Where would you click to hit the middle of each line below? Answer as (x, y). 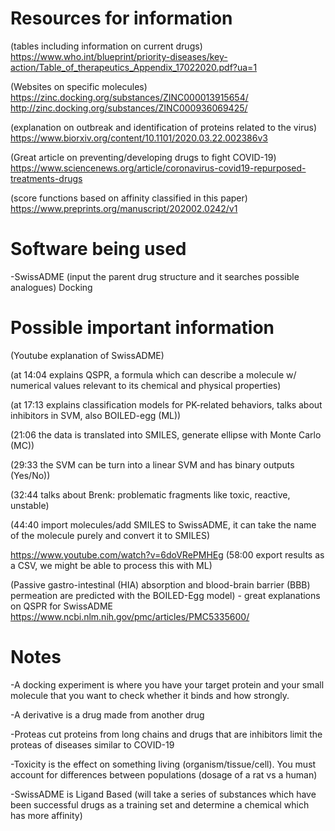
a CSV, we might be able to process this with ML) (111, 565)
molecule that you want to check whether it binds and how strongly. (150, 695)
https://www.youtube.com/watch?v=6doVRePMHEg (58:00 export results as (167, 554)
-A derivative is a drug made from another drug (107, 714)
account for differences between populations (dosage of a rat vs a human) (164, 774)
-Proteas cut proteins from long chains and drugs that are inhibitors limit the (166, 734)
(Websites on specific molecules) (79, 86)
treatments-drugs (46, 178)
